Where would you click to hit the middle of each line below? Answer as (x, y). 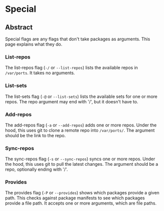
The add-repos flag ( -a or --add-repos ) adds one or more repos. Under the (81, 125)
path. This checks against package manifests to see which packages (75, 198)
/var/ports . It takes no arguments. (40, 73)
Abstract (19, 27)
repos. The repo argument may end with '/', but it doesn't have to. (72, 101)
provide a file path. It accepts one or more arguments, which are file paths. (81, 203)
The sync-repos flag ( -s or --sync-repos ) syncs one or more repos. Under (80, 159)
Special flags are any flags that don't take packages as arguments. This (78, 39)
